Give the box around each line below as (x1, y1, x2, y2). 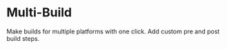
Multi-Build (6, 5, 72, 20)
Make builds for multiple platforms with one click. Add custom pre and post (6, 27, 220, 35)
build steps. (6, 34, 40, 42)
